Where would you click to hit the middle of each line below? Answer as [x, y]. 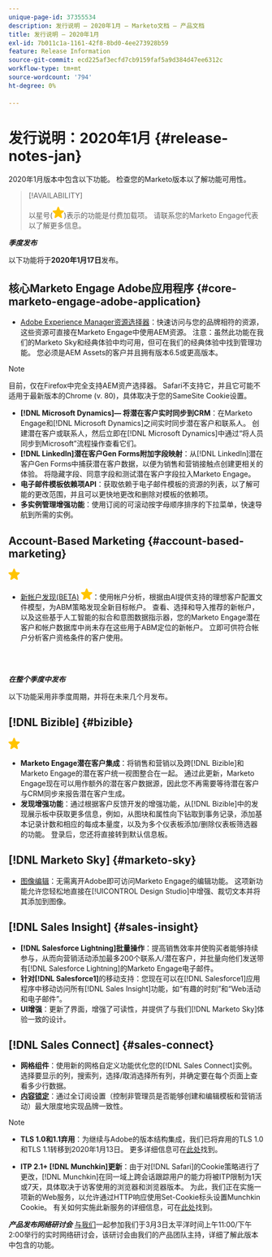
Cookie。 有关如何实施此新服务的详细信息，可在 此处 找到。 [118, 1207]
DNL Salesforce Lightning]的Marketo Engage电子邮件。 [125, 968]
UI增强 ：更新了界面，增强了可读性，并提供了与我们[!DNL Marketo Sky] [138, 1009]
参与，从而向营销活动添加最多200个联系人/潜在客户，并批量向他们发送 [138, 958]
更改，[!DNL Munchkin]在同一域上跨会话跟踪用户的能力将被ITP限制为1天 [141, 1177]
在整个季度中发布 [37, 680]
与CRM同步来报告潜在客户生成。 [75, 794]
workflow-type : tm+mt [45, 69]
